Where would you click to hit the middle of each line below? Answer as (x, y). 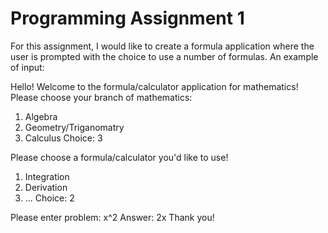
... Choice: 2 (49, 198)
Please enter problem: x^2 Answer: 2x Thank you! (112, 217)
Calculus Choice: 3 (63, 138)
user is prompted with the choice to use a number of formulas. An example (164, 56)
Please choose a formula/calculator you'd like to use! (119, 157)
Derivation (46, 187)
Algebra (41, 116)
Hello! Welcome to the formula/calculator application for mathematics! (154, 86)
